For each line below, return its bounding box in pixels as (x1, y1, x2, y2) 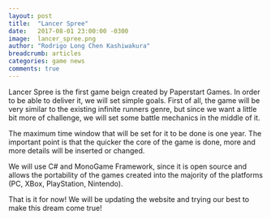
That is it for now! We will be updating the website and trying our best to (8, 194, 250, 204)
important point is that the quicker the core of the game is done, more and (8, 137, 256, 147)
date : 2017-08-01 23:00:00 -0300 (8, 27, 129, 35)
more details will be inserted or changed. (8, 145, 145, 155)
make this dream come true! (8, 203, 103, 213)
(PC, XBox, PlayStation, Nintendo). (8, 178, 123, 188)
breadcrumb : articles (8, 49, 82, 58)
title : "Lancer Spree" (8, 19, 89, 28)
